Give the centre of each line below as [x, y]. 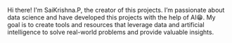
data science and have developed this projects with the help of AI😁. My [111, 17]
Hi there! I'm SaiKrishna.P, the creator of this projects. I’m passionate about [116, 10]
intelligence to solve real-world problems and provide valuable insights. [111, 32]
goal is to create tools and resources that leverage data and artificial [106, 25]
